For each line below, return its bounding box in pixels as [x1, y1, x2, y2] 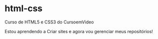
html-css [4, 3, 43, 14]
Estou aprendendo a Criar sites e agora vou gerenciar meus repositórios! [4, 28, 153, 34]
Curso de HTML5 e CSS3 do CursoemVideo [4, 19, 94, 25]
